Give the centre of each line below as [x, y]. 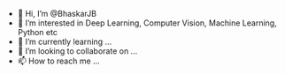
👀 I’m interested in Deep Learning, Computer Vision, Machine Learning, [147, 23]
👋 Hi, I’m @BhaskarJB [57, 14]
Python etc [37, 32]
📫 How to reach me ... [58, 61]
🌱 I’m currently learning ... [65, 41]
